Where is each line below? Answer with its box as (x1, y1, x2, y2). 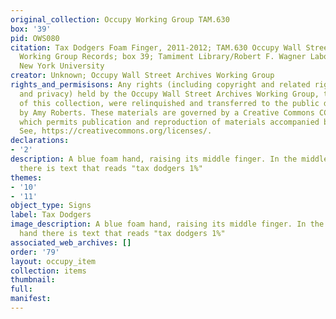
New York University (19, 61, 105, 71)
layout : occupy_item (10, 256, 97, 266)
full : (10, 284, 33, 295)
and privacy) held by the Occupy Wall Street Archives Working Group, (19, 89, 320, 99)
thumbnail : (10, 275, 56, 285)
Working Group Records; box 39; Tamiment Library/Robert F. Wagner (19, 52, 307, 62)
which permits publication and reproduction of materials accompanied (19, 117, 320, 127)
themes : (10, 172, 43, 183)
